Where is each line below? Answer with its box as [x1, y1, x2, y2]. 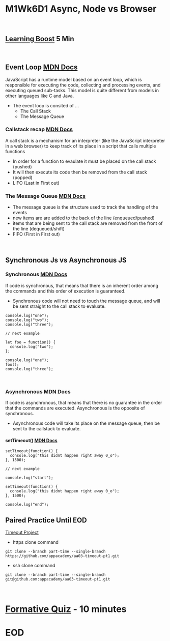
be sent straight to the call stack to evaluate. [12, 303, 106, 309]
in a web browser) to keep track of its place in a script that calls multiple [5, 143, 156, 149]
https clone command [12, 539, 59, 545]
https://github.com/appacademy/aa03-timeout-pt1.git [5, 553, 120, 559]
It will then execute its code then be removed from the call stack [12, 169, 148, 175]
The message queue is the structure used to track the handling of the [12, 204, 159, 210]
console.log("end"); [5, 502, 49, 507]
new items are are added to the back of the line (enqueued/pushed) [12, 215, 155, 221]
